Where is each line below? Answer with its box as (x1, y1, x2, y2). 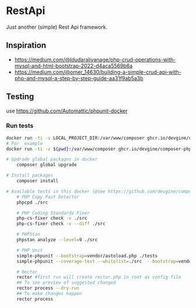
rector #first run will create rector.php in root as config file (16, 274, 181, 280)
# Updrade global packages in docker (6, 156, 98, 162)
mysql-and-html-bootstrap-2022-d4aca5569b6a (14, 62, 133, 69)
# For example (6, 141, 43, 146)
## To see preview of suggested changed (16, 280, 116, 286)
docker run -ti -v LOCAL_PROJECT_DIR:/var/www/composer (6, 135, 145, 141)
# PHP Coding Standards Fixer (16, 210, 90, 216)
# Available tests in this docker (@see (6, 189, 106, 194)
